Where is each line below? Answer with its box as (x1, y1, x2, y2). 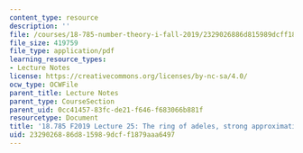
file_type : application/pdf (9, 47, 115, 56)
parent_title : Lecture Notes (9, 88, 119, 97)
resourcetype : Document (9, 113, 99, 122)
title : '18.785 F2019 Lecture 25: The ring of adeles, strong (9, 122, 248, 131)
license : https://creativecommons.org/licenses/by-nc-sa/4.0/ (9, 72, 248, 81)
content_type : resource (9, 13, 99, 22)
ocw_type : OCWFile (9, 80, 78, 89)
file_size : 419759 (9, 38, 78, 48)
